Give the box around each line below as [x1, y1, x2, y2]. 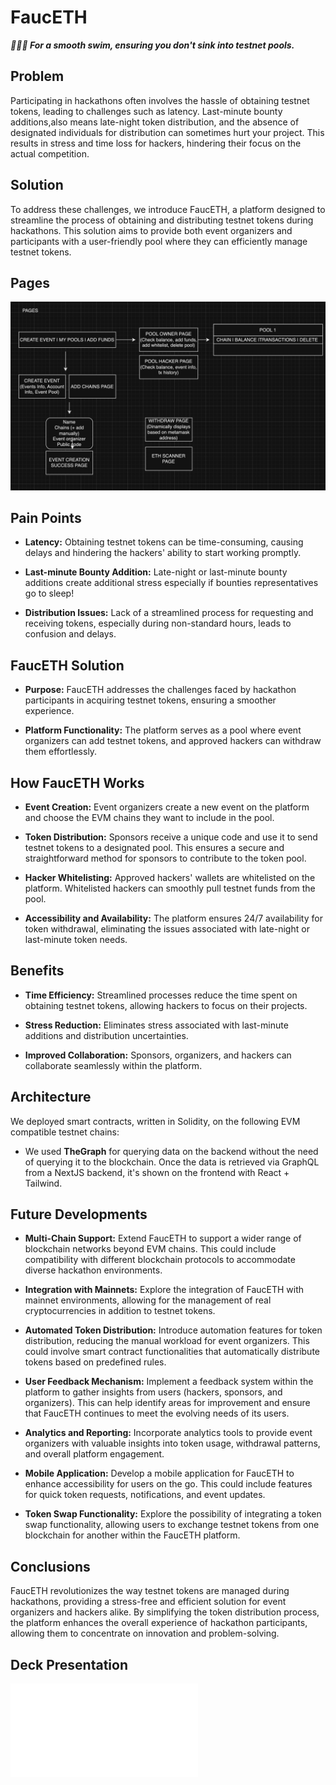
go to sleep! [24, 587, 75, 600]
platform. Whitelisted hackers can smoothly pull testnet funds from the [24, 882, 316, 895]
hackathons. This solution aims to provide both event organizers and [10, 224, 293, 236]
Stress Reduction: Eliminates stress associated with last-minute [24, 1019, 289, 1031]
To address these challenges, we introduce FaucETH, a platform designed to [10, 203, 326, 215]
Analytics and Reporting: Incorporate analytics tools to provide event [24, 1427, 313, 1439]
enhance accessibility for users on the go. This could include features [24, 1478, 313, 1490]
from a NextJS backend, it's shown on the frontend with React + [24, 1166, 290, 1178]
